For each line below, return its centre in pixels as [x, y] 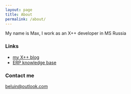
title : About [19, 14]
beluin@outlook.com [27, 86]
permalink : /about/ [26, 19]
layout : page [19, 10]
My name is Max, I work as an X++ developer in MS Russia [66, 33]
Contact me [20, 75]
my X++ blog [26, 57]
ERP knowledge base [34, 62]
